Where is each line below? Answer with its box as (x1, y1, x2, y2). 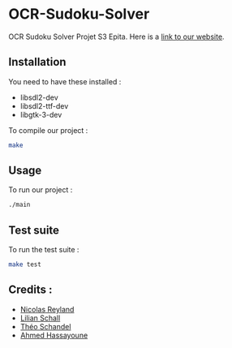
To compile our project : (8, 125, 88, 135)
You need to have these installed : (8, 76, 122, 86)
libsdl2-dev (19, 92, 58, 102)
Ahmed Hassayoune (19, 330, 88, 340)
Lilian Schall (19, 313, 61, 323)
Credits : (8, 283, 53, 297)
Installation (8, 55, 67, 69)
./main (8, 200, 31, 209)
